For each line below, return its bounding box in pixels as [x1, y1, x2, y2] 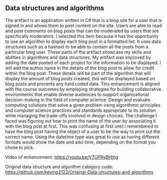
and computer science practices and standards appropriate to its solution [5, 107, 156, 113]
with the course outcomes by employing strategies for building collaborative [5, 86, 162, 92]
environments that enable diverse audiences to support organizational [5, 91, 149, 97]
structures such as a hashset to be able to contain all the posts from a [5, 43, 149, 49]
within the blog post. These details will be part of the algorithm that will [5, 70, 151, 76]
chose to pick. [5, 144, 34, 150]
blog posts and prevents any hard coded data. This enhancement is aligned [5, 81, 161, 87]
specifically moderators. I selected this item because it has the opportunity [5, 33, 159, 39]
